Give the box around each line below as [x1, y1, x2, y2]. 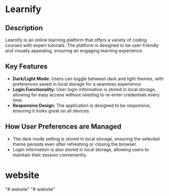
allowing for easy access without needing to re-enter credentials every [12, 92, 160, 98]
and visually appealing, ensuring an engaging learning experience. [5, 48, 144, 53]
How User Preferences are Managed [5, 122, 122, 131]
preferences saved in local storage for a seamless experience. [12, 81, 142, 87]
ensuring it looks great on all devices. [12, 107, 91, 114]
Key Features [5, 62, 48, 71]
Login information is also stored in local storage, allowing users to [12, 146, 149, 152]
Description [5, 24, 43, 32]
